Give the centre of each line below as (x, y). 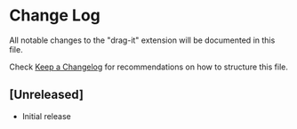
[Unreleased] (47, 95)
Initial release (46, 116)
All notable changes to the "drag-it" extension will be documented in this (142, 40)
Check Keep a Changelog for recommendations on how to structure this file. (149, 67)
